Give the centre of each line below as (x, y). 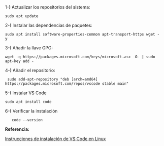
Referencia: (17, 129)
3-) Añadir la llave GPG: (29, 48)
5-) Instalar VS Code (26, 93)
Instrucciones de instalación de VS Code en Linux (55, 139)
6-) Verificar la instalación (31, 111)
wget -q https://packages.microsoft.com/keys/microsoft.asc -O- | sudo (80, 57)
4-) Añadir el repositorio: (30, 70)
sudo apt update (22, 16)
